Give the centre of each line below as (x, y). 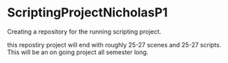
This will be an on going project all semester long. (78, 52)
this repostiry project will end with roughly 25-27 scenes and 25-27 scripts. (114, 45)
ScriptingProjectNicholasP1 (87, 13)
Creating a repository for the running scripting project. (84, 32)
